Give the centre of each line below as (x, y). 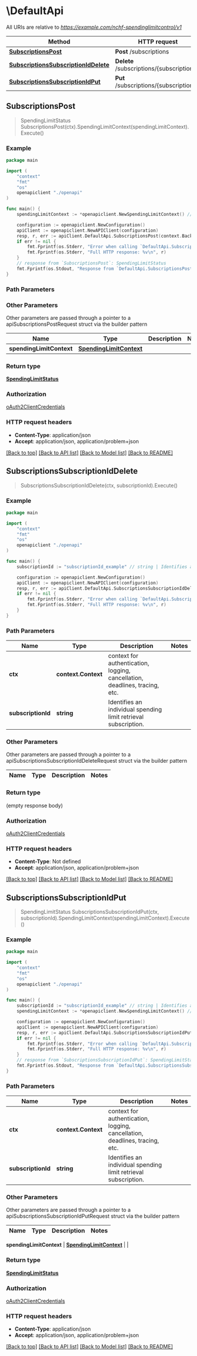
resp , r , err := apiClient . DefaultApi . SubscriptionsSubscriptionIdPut (105, 1033)
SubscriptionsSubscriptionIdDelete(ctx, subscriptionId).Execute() (99, 485)
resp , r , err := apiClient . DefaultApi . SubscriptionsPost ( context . (99, 236)
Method (59, 41)
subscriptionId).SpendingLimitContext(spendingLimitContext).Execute (105, 918)
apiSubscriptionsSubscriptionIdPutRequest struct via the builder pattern (93, 1216)
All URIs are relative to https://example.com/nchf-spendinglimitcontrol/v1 (94, 27)
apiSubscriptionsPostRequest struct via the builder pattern (77, 324)
